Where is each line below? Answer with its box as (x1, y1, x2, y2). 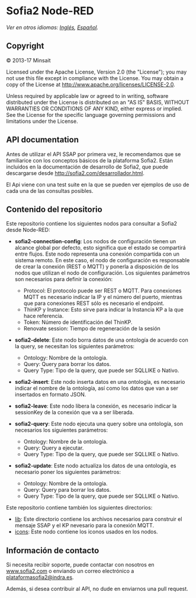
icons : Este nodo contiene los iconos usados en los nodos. (14, 528, 158, 535)
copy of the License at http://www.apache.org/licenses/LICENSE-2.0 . (6, 81, 176, 88)
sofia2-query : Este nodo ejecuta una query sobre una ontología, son (14, 420, 184, 428)
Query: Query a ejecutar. (23, 444, 84, 451)
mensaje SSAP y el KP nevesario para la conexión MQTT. (14, 522, 155, 529)
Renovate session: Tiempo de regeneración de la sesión (23, 325, 161, 332)
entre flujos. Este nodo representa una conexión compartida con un (14, 250, 179, 257)
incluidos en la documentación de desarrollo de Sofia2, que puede (6, 163, 169, 170)
